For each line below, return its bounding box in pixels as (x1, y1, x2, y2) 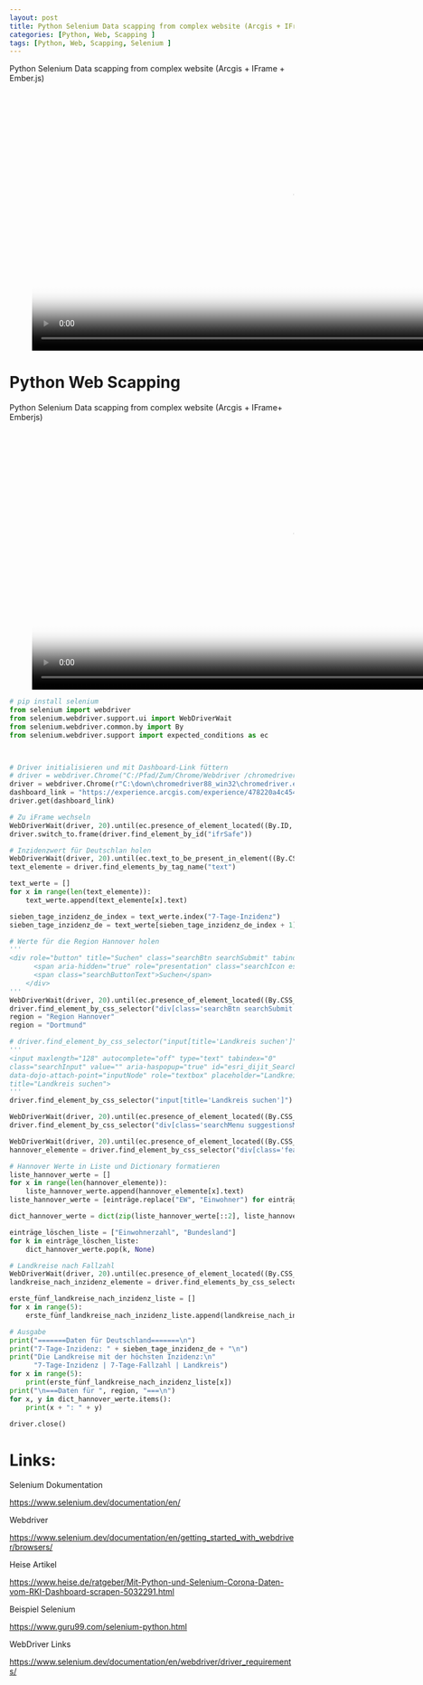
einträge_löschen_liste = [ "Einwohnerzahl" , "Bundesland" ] (9, 1228, 237, 1237)
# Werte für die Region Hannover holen (9, 937, 160, 946)
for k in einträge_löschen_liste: (9, 1236, 140, 1246)
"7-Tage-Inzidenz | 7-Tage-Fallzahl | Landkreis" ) (33, 1361, 229, 1370)
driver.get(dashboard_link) (9, 796, 116, 805)
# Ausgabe (9, 1327, 47, 1336)
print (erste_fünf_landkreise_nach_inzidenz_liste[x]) (25, 1378, 232, 1388)
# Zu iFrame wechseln (9, 813, 91, 822)
